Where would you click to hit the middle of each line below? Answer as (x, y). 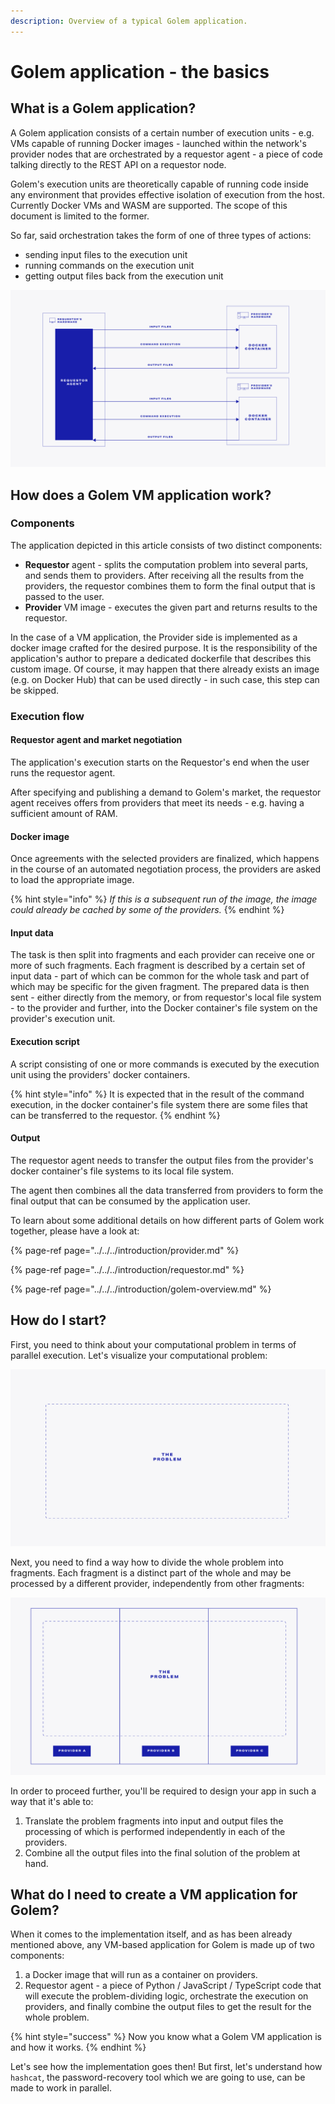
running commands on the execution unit (109, 265)
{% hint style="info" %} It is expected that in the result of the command (157, 1094)
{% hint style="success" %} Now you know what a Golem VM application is (166, 2037)
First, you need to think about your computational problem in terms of (153, 1344)
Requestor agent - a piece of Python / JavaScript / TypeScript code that (173, 1986)
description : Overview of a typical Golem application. (129, 21)
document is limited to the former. (80, 216)
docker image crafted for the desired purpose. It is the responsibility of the (164, 647)
